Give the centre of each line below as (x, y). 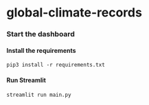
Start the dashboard (41, 34)
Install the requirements (41, 50)
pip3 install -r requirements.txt (56, 65)
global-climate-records (74, 13)
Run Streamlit (26, 80)
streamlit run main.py (39, 95)
